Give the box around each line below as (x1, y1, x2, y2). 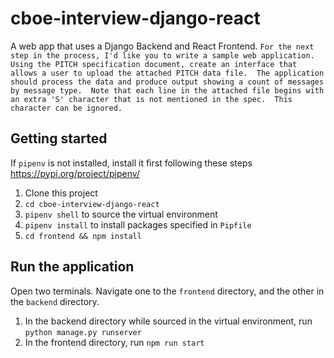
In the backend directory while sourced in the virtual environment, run (24, 315, 313, 327)
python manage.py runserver (24, 327, 142, 337)
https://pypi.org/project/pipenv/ (10, 167, 140, 179)
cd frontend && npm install (24, 231, 142, 241)
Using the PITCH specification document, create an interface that (10, 59, 298, 69)
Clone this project (24, 187, 98, 199)
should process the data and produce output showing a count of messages (10, 77, 325, 87)
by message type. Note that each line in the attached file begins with (10, 85, 325, 96)
